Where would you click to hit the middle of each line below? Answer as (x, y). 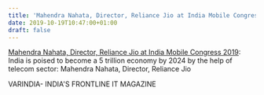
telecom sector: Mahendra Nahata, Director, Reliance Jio (99, 69)
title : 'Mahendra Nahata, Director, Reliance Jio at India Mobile (119, 15)
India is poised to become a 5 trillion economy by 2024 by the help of (121, 60)
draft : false (29, 30)
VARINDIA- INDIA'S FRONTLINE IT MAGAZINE (82, 84)
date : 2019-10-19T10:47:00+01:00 (63, 23)
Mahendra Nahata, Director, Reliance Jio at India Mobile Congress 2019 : (125, 53)
